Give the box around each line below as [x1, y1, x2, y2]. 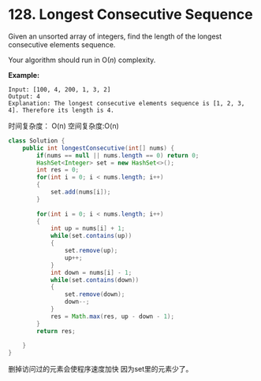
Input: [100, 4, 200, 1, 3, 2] [8, 85, 111, 94]
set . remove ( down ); [64, 290, 125, 298]
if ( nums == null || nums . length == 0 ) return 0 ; [36, 151, 199, 159]
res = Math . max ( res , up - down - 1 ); [50, 313, 175, 320]
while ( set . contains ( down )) [50, 276, 140, 284]
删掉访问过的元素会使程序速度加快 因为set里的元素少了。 [8, 364, 193, 374]
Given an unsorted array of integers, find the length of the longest [8, 31, 222, 41]
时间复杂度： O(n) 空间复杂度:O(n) [8, 120, 120, 131]
